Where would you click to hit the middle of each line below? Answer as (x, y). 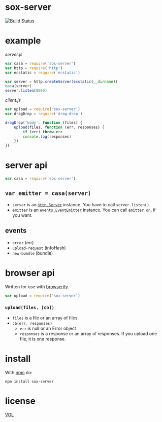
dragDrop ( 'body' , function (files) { (44, 122)
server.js (14, 54)
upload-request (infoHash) (39, 248)
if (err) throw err (43, 132)
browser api (30, 273)
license (20, 401)
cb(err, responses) (32, 323)
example (23, 41)
